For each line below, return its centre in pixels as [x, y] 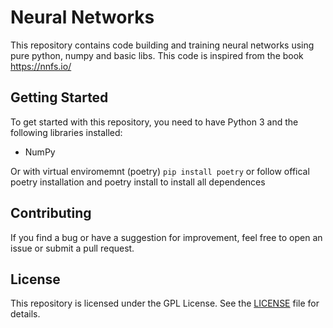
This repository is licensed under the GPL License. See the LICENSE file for [165, 303]
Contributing [51, 213]
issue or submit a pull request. [72, 248]
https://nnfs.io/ [41, 66]
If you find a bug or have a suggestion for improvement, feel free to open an [166, 237]
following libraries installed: [66, 132]
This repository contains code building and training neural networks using [162, 45]
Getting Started [59, 97]
